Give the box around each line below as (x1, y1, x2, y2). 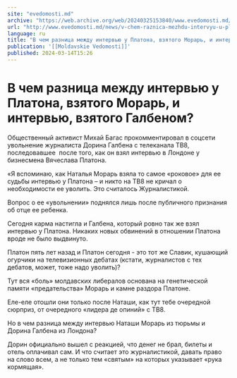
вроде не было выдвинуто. (7, 234, 88, 243)
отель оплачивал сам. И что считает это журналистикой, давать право (7, 347, 222, 356)
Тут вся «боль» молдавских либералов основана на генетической (7, 276, 208, 285)
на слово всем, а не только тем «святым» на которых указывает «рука (7, 355, 222, 363)
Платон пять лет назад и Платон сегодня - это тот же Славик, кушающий (7, 248, 229, 256)
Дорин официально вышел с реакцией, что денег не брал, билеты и (7, 340, 213, 348)
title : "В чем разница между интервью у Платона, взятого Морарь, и (7, 37, 213, 44)
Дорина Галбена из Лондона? (7, 326, 97, 335)
